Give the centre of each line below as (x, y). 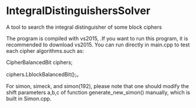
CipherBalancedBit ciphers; (39, 62)
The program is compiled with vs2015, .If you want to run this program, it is (97, 38)
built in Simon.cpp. (29, 99)
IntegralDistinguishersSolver (78, 11)
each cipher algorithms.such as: (45, 50)
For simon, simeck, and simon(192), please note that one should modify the (97, 86)
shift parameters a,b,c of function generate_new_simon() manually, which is (98, 92)
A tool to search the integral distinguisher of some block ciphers (84, 27)
